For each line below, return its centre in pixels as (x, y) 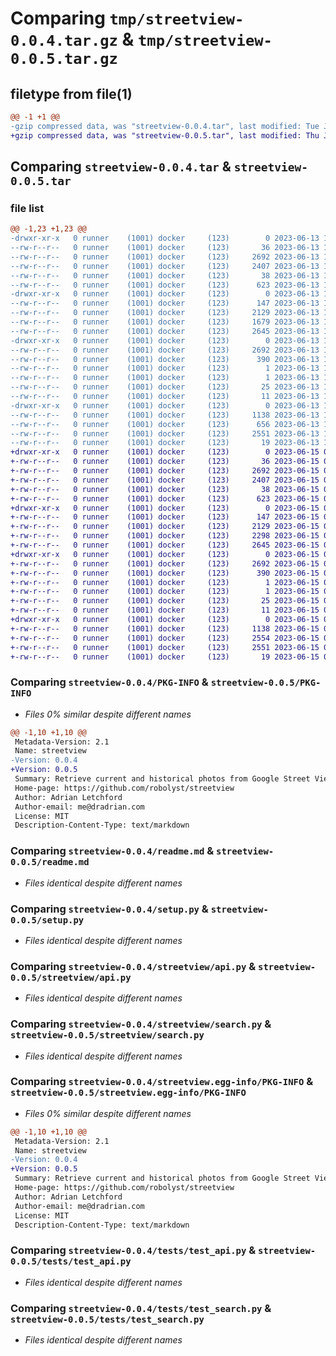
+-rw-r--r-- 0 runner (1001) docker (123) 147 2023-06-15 (165, 517)
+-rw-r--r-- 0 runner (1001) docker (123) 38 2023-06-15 (165, 489)
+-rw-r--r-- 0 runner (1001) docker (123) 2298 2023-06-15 (165, 536)
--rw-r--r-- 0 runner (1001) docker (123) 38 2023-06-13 (165, 275)
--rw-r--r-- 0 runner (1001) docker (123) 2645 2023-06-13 (165, 331)
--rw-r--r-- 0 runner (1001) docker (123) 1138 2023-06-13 (165, 415)
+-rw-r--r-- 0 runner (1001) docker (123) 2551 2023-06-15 (165, 647)
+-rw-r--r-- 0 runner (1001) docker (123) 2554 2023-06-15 (165, 638)
